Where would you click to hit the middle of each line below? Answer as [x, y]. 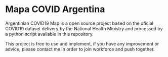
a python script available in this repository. [49, 34]
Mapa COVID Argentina [55, 9]
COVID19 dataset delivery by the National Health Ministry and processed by [84, 28]
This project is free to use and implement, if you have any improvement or [82, 43]
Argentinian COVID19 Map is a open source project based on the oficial [79, 23]
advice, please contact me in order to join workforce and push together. [80, 49]
